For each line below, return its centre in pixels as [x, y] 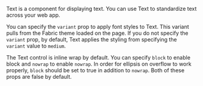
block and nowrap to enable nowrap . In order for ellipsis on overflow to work [99, 64]
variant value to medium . [36, 46]
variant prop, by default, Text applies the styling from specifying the [92, 39]
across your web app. [33, 15]
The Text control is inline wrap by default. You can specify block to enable [98, 57]
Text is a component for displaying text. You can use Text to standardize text [101, 9]
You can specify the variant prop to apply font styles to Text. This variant [98, 27]
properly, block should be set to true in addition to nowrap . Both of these [95, 70]
